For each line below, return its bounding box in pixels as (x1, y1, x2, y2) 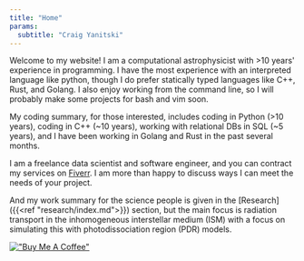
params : (9, 22, 39, 31)
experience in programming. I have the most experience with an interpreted (9, 65, 292, 75)
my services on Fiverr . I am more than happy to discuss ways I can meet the (9, 167, 294, 178)
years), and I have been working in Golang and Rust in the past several (9, 131, 274, 142)
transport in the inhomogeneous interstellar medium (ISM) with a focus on (9, 215, 286, 226)
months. (9, 140, 41, 151)
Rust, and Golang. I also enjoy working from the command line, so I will (9, 84, 274, 95)
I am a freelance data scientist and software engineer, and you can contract (9, 158, 292, 169)
